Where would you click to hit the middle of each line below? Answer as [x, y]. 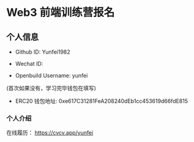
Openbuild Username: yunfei [51, 76]
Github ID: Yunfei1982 [43, 52]
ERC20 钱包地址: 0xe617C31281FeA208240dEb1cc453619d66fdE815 [102, 101]
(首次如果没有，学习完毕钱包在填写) [51, 88]
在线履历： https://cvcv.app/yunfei [50, 133]
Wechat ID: [29, 64]
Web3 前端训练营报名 [61, 12]
